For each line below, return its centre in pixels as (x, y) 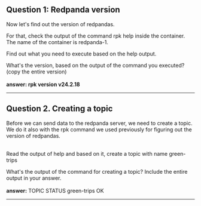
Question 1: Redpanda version (63, 10)
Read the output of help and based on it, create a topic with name (87, 153)
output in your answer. (34, 178)
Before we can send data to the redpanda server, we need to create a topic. (99, 123)
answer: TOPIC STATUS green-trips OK (55, 190)
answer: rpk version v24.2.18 (43, 84)
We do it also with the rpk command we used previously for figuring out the (99, 129)
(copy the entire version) (36, 72)
